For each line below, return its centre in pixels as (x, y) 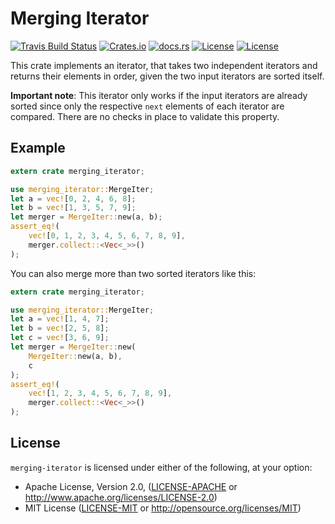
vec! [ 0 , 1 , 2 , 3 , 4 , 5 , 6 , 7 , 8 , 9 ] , (107, 236)
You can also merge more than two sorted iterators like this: (133, 273)
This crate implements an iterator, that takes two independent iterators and (164, 65)
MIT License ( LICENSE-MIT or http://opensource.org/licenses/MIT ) (163, 508)
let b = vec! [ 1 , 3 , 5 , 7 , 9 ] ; (73, 208)
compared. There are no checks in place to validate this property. (145, 116)
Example (38, 148)
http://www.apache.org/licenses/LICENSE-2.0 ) (121, 497)
